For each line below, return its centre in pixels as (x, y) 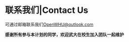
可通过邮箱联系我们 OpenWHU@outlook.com (49, 24)
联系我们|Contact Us (47, 10)
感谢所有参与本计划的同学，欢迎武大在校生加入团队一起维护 (64, 34)
